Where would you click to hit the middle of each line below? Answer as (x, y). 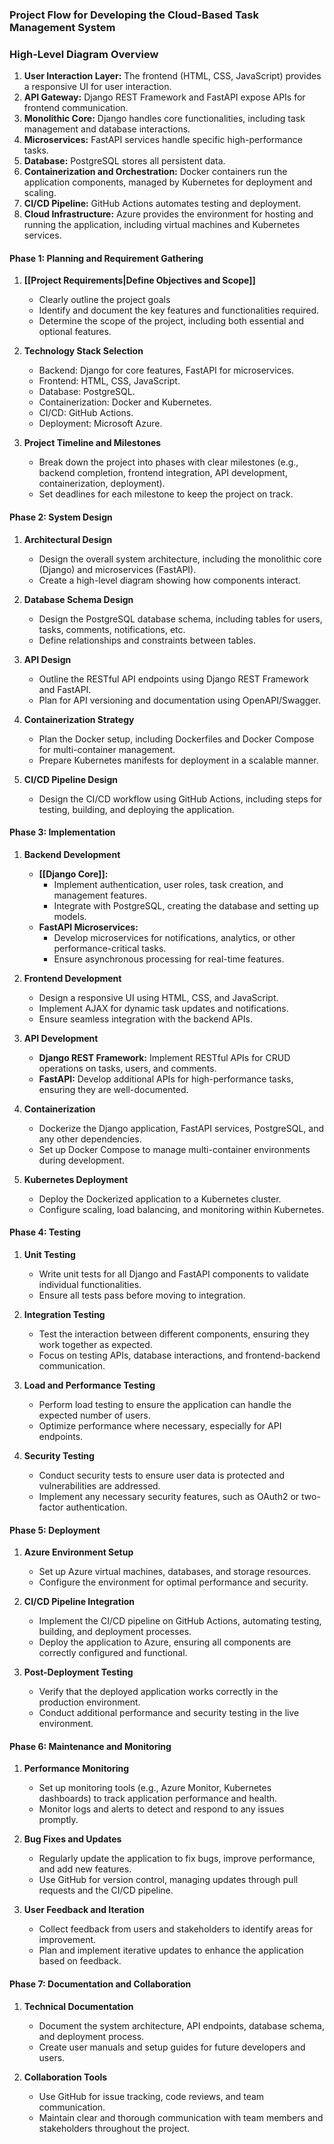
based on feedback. (80, 1961)
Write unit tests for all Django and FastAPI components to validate (174, 1274)
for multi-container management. (107, 749)
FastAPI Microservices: (88, 927)
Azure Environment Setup (78, 1552)
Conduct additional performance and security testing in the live (169, 1713)
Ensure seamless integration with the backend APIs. (145, 1019)
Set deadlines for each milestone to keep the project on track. (166, 494)
